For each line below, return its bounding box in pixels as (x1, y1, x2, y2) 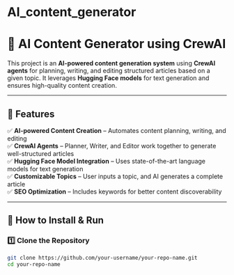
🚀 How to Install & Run (7, 214, 104, 226)
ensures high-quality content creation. (7, 81, 117, 90)
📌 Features (7, 108, 55, 120)
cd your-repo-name (7, 260, 61, 268)
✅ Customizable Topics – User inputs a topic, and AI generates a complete (7, 172, 224, 180)
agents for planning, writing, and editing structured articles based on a (7, 67, 210, 75)
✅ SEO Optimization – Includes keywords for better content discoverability (7, 187, 222, 196)
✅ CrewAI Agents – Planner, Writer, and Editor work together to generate (7, 141, 217, 150)
